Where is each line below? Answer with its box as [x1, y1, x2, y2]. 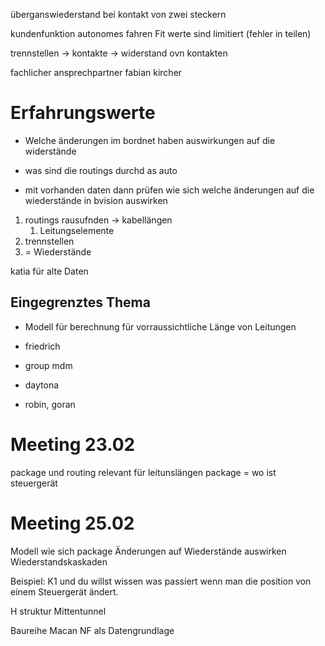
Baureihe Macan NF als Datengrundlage [10, 624, 175, 636]
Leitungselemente [39, 224, 115, 236]
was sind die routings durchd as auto [24, 164, 178, 176]
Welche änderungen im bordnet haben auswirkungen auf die [24, 134, 276, 146]
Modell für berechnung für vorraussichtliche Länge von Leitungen [24, 320, 297, 333]
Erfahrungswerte [10, 102, 156, 124]
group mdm [24, 359, 73, 371]
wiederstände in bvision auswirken [24, 194, 168, 206]
